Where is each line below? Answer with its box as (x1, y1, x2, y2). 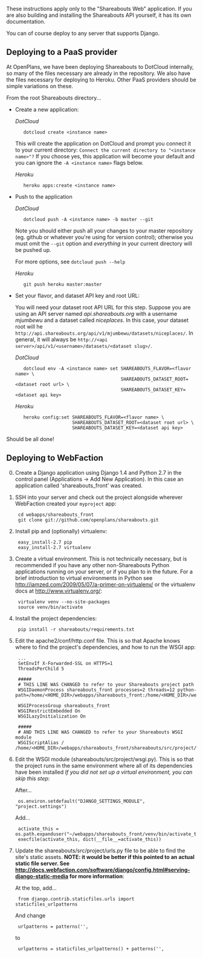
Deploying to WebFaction (6, 453, 104, 463)
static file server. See (14, 860, 70, 867)
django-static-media (14, 872, 68, 879)
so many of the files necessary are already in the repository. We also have (6, 69, 190, 77)
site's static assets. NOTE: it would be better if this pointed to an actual (14, 853, 195, 860)
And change (14, 911, 46, 919)
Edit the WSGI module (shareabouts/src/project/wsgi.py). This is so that (14, 755, 195, 763)
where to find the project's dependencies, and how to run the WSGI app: (14, 643, 196, 651)
